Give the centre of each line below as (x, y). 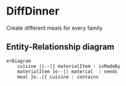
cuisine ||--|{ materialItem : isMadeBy (69, 66)
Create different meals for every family (55, 28)
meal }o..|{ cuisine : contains (58, 77)
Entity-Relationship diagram (61, 47)
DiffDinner (33, 11)
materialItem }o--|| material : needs (68, 71)
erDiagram (19, 61)
